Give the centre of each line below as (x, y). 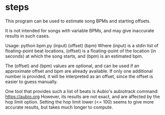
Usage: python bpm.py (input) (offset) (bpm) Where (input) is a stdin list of (82, 45)
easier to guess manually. (31, 82)
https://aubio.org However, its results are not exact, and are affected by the (82, 97)
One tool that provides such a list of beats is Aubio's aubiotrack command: (82, 91)
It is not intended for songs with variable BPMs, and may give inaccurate (80, 30)
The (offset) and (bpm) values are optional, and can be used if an (72, 66)
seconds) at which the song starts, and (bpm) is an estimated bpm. (74, 56)
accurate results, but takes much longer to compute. (59, 107)
